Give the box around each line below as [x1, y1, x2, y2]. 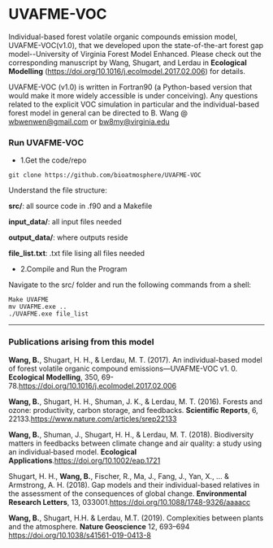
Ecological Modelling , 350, [8, 372, 100, 382]
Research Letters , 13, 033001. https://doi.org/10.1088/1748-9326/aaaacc [8, 497, 250, 507]
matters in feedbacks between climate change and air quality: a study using [8, 438, 262, 448]
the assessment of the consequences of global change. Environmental [8, 489, 247, 498]
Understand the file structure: [8, 185, 108, 195]
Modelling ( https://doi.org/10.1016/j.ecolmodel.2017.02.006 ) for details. [8, 66, 246, 76]
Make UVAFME [8, 296, 49, 304]
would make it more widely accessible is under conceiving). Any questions [8, 90, 258, 100]
